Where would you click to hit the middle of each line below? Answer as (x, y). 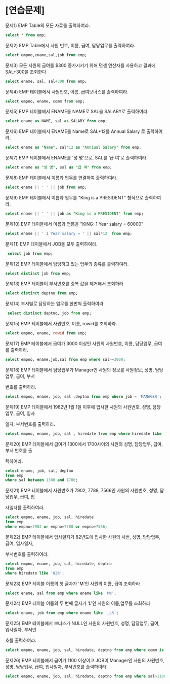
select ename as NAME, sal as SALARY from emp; (56, 121)
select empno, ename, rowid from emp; (46, 333)
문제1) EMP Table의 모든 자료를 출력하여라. (48, 25)
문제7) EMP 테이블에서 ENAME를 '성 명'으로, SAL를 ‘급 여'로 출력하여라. (76, 158)
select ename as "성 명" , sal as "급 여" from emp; (59, 167)
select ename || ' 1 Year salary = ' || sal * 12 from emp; (69, 233)
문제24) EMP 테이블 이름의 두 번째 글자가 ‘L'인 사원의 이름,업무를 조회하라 (78, 603)
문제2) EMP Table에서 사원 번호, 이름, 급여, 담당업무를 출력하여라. (70, 45)
